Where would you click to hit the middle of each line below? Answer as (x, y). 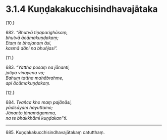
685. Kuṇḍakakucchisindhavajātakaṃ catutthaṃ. (55, 132)
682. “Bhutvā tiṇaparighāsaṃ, (37, 32)
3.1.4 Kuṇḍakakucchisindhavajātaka (82, 9)
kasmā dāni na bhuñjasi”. (32, 48)
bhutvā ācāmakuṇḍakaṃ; (32, 38)
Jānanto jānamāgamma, (31, 113)
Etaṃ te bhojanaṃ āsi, (28, 43)
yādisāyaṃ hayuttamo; (29, 107)
